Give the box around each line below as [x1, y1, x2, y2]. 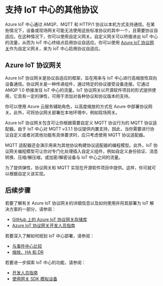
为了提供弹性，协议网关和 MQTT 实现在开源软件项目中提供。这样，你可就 [5, 164, 152, 170]
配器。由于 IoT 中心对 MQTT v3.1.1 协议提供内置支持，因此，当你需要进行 [5, 126, 150, 131]
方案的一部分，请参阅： [9, 206, 56, 212]
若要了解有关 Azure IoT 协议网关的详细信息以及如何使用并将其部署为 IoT [5, 200, 149, 206]
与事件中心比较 [12, 243, 42, 249]
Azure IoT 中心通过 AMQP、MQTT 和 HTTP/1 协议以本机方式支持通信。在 [5, 21, 151, 27]
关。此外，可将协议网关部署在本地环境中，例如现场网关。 [5, 110, 120, 115]
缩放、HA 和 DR [12, 249, 44, 255]
